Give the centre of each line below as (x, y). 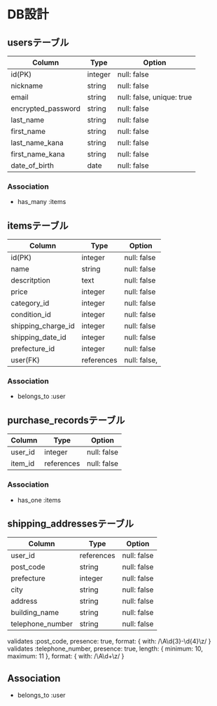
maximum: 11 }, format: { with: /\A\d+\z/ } (66, 656)
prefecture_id (33, 349)
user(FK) (25, 360)
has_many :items (42, 202)
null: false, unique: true (155, 97)
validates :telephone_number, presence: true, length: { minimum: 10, (105, 649)
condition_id (31, 315)
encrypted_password (45, 108)
